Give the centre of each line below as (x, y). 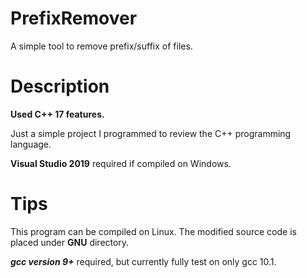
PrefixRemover (74, 18)
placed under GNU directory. (70, 242)
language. (31, 144)
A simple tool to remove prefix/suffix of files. (101, 46)
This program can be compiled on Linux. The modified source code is (153, 231)
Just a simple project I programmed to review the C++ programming (151, 133)
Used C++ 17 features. (57, 114)
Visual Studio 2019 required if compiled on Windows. (121, 163)
